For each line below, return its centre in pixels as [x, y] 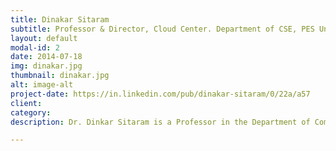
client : [26, 103]
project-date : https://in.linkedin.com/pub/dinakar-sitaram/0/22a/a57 [160, 94]
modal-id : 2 [35, 47]
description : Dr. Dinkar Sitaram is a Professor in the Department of [160, 122]
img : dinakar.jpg [46, 66]
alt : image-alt [42, 85]
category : [31, 112]
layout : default [44, 38]
